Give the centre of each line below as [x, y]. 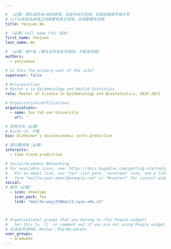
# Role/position [22, 85]
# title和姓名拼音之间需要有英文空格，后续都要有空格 [55, 19]
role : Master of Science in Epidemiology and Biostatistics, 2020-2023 [83, 94]
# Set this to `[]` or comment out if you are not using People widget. [86, 225]
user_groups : [19, 234]
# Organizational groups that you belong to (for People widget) [76, 219]
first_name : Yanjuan [27, 38]
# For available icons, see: [36, 169]
